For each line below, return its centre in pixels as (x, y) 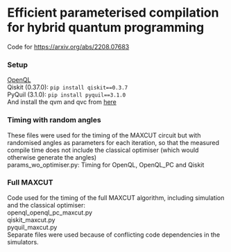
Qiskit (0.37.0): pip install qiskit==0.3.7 (68, 87)
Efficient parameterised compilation (113, 13)
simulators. (23, 242)
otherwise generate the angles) (52, 157)
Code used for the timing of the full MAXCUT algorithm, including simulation (116, 198)
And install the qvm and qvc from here (62, 102)
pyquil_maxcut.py (32, 227)
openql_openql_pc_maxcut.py (50, 212)
